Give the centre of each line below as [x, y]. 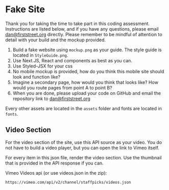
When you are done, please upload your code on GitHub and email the [87, 93]
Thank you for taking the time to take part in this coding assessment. [77, 23]
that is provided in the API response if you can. [54, 163]
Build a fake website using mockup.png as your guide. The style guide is [87, 50]
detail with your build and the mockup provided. [56, 40]
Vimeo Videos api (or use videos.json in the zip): [56, 173]
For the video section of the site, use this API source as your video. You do [84, 142]
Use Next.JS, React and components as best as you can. [73, 60]
